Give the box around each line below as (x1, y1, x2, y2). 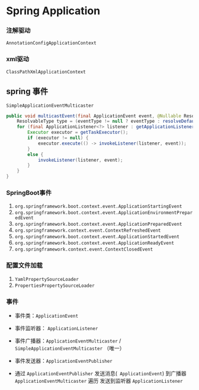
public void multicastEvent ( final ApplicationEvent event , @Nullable (6, 113, 182, 119)
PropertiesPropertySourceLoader (14, 283, 95, 289)
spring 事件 (6, 87, 49, 97)
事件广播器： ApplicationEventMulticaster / (14, 337, 121, 344)
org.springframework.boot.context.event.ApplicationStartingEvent (14, 203, 182, 210)
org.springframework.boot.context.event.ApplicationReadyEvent (14, 240, 175, 247)
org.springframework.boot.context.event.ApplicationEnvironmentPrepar (14, 210, 193, 216)
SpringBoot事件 (6, 188, 52, 197)
